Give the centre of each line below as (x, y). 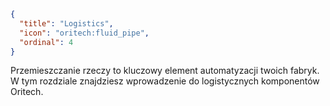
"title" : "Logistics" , (66, 23)
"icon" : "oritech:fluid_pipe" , (84, 33)
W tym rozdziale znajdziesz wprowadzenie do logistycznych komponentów (165, 81)
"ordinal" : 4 (46, 42)
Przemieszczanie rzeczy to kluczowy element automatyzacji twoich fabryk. (165, 71)
